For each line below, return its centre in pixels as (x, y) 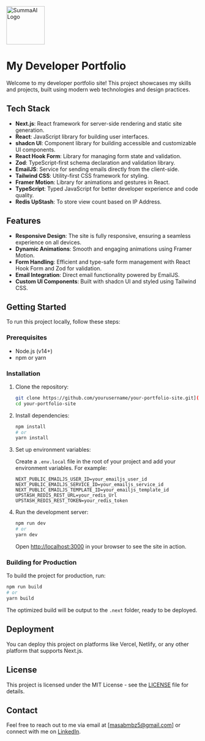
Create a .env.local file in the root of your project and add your (95, 462)
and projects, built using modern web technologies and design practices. (99, 89)
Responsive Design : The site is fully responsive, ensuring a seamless (103, 235)
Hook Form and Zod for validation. (58, 268)
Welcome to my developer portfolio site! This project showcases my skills (99, 83)
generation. (30, 130)
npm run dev (30, 523)
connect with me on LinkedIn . (43, 732)
